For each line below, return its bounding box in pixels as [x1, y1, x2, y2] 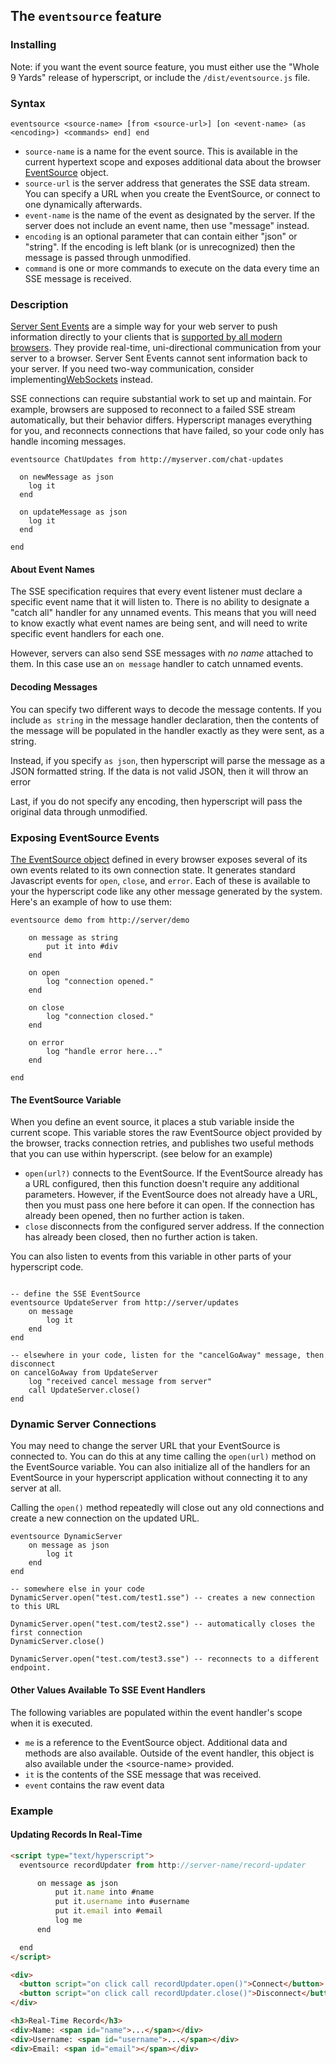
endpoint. [10, 1663, 52, 1673]
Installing [10, 38, 57, 52]
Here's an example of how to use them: [10, 895, 173, 908]
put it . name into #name [54, 1887, 155, 1898]
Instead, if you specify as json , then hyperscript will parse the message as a [10, 754, 325, 766]
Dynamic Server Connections [10, 1417, 157, 1431]
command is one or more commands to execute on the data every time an [24, 262, 320, 274]
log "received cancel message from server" [28, 1377, 213, 1387]
